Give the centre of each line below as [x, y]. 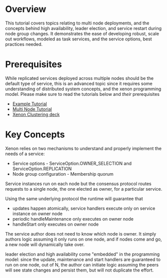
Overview [26, 9]
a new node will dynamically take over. [45, 244]
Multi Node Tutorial [32, 109]
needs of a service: [25, 154]
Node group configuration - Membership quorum [63, 174]
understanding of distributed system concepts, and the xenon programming [83, 89]
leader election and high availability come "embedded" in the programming [82, 254]
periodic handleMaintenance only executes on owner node [73, 219]
